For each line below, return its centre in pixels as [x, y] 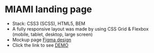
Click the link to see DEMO [40, 45]
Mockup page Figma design [42, 40]
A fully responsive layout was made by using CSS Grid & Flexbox [80, 29]
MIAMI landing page [49, 9]
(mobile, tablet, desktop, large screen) [52, 34]
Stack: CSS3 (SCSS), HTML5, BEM [49, 23]
